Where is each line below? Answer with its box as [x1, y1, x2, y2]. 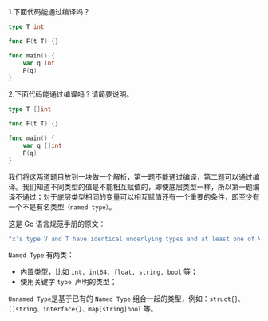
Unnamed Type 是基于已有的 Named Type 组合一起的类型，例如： [8, 294, 210, 303]
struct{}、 [209, 295, 245, 303]
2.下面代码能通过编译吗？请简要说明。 [8, 89, 134, 99]
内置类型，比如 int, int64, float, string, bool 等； [19, 267, 198, 277]
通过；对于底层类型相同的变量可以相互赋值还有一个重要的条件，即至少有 [22, 192, 260, 201]
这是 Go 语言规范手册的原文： [8, 219, 106, 228]
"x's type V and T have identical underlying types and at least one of [8, 235, 255, 243]
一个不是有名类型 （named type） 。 [8, 202, 116, 212]
